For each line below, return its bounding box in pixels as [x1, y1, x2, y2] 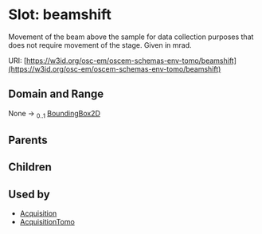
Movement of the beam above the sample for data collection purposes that [8, 32, 254, 41]
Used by [8, 187, 50, 201]
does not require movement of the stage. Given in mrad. [8, 40, 193, 49]
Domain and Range [8, 88, 104, 101]
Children [8, 161, 52, 174]
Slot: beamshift [8, 6, 111, 24]
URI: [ [8, 56, 27, 65]
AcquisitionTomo [19, 217, 76, 227]
